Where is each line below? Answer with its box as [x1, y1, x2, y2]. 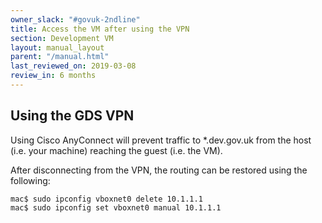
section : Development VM [10, 33, 114, 43]
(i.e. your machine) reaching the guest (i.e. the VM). [10, 144, 223, 156]
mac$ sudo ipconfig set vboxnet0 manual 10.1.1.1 [10, 202, 222, 213]
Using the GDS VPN [10, 107, 135, 125]
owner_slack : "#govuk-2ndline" [10, 14, 141, 25]
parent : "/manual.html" [10, 52, 110, 62]
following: [10, 174, 51, 186]
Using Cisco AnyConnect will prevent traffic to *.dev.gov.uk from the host [10, 134, 312, 146]
